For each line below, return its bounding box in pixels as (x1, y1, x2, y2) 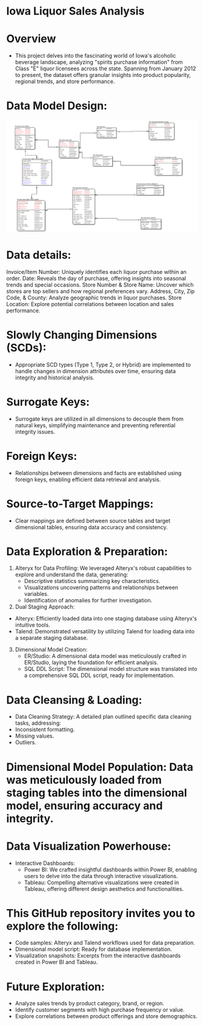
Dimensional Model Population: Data (6, 760, 194, 774)
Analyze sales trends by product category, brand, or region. (15, 1000, 165, 1007)
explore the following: (6, 919, 119, 933)
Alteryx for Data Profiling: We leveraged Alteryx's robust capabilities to (15, 565, 192, 572)
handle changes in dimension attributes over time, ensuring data (15, 367, 176, 375)
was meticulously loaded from (6, 773, 162, 787)
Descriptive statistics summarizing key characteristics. (24, 578, 161, 585)
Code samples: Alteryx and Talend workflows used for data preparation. (15, 939, 195, 947)
